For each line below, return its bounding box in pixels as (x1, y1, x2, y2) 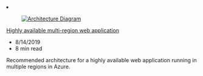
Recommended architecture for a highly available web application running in (6, 57, 197, 63)
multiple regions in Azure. (6, 63, 71, 70)
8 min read (15, 45, 43, 52)
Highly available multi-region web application (6, 27, 120, 34)
